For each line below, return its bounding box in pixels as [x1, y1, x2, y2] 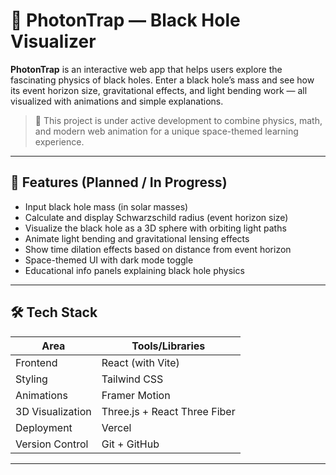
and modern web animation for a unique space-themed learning [34, 125, 299, 137]
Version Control [15, 437, 89, 451]
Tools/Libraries [131, 339, 206, 353]
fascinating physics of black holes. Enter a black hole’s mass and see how [10, 74, 315, 86]
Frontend [15, 355, 58, 369]
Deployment [15, 420, 73, 434]
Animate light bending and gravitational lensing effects [24, 232, 250, 244]
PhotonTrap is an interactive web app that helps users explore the [10, 63, 283, 75]
